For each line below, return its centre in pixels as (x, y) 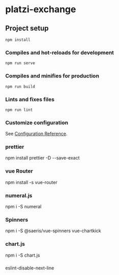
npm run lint (19, 110)
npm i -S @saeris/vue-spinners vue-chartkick (53, 231)
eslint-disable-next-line (30, 268)
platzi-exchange (41, 9)
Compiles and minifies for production (52, 76)
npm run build (20, 87)
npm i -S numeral (23, 207)
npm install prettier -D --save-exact (42, 158)
